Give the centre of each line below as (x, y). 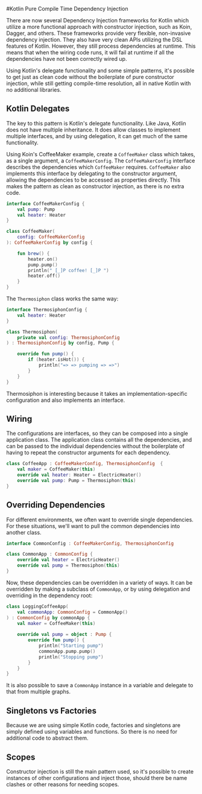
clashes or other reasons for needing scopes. (63, 784)
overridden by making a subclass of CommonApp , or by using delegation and (98, 589)
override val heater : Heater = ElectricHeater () (79, 475)
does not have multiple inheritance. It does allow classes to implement (93, 130)
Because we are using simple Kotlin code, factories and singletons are (93, 725)
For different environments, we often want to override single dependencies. (100, 519)
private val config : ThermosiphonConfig (68, 337)
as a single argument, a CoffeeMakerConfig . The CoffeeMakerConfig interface (101, 160)
